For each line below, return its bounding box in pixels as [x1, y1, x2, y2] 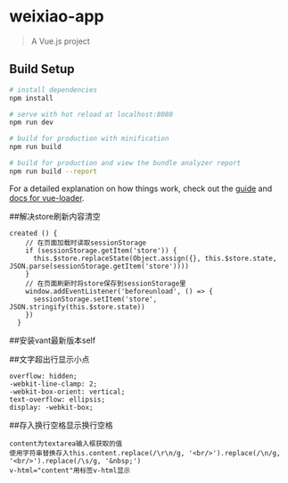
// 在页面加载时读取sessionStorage [25, 238, 147, 247]
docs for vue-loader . [9, 192, 85, 203]
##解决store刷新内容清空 [9, 211, 101, 221]
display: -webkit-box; [9, 403, 94, 412]
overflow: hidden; [9, 371, 78, 380]
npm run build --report [9, 167, 98, 176]
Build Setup [9, 62, 75, 77]
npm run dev [9, 118, 53, 127]
